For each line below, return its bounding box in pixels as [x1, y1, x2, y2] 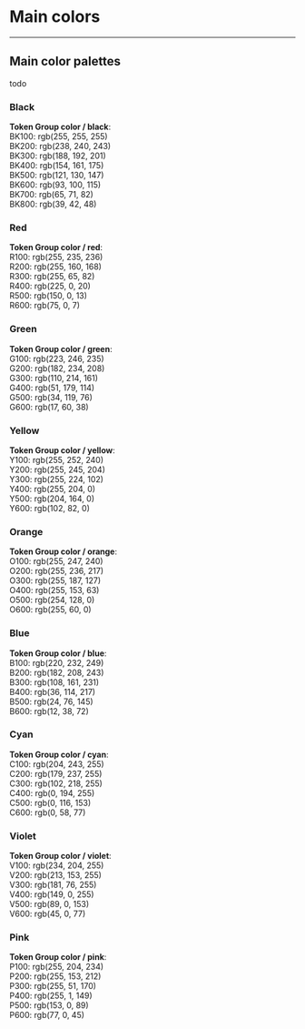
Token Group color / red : [9, 242, 103, 253]
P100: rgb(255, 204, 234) [9, 962, 104, 973]
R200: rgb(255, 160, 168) [9, 261, 103, 272]
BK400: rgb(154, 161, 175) [9, 160, 104, 171]
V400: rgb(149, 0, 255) [9, 889, 94, 900]
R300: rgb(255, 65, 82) [9, 271, 95, 282]
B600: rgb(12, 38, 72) [9, 705, 89, 716]
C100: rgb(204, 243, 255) [9, 758, 104, 770]
